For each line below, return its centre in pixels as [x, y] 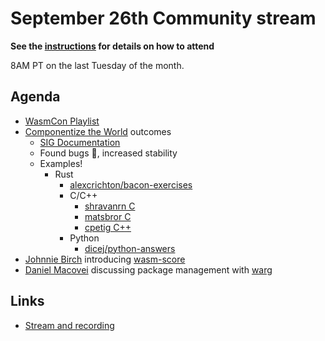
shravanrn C [110, 206]
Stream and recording [69, 325]
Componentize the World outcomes [98, 131]
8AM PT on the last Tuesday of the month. [97, 65]
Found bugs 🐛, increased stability [108, 153]
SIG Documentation [80, 142]
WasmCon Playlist [62, 121]
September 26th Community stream [163, 18]
